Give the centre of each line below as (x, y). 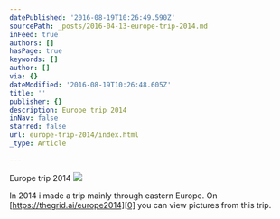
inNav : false (34, 118)
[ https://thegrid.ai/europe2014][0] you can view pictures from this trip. (140, 205)
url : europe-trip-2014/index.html (75, 135)
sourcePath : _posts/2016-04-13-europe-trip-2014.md (108, 26)
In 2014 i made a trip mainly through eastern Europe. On (113, 196)
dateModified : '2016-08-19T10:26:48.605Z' (90, 85)
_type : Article (38, 143)
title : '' (28, 93)
